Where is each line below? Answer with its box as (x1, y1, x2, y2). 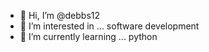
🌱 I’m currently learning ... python (19, 31, 158, 42)
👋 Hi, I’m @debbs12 (19, 10, 101, 21)
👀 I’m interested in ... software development (19, 20, 200, 32)
